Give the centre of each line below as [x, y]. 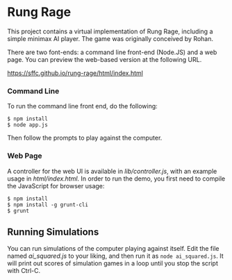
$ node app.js [28, 125]
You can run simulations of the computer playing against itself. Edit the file [113, 249]
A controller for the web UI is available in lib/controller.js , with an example [112, 171]
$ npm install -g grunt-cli [48, 205]
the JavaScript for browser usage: [56, 186]
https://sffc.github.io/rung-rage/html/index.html [75, 73]
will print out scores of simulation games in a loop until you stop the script [113, 263]
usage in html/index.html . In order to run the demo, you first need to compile [116, 179]
